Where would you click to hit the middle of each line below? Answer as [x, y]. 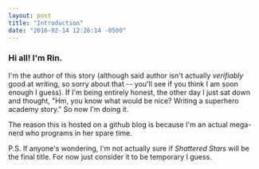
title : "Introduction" [46, 23]
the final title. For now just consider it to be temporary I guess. [110, 156]
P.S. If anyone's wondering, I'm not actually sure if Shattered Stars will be [129, 148]
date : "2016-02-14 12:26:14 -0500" [67, 30]
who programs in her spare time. [79, 133]
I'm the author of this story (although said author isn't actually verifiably [126, 75]
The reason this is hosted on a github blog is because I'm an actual [118, 125]
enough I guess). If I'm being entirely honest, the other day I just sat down [129, 92]
